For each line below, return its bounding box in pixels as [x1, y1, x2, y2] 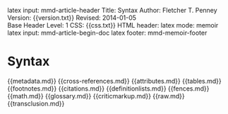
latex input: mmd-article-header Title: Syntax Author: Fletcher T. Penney [7, 6, 217, 14]
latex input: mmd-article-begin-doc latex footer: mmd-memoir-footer [7, 28, 208, 37]
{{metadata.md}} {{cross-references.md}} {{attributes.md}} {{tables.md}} [7, 76, 222, 85]
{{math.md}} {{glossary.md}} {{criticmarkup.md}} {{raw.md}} [7, 91, 185, 100]
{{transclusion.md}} [7, 99, 65, 108]
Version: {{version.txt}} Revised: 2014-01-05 [7, 13, 136, 22]
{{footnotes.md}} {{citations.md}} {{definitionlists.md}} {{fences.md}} [7, 84, 210, 93]
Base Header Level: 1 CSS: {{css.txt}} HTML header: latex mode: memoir [7, 21, 219, 29]
